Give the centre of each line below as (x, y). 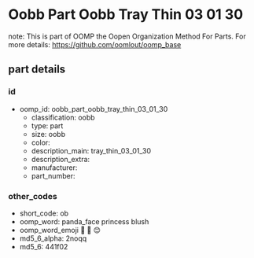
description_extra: (61, 159)
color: (41, 142)
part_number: (53, 175)
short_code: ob (44, 213)
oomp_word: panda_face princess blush (84, 221)
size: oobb (48, 134)
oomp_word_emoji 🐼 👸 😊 (60, 230)
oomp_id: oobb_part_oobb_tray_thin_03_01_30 (94, 109)
